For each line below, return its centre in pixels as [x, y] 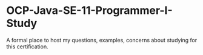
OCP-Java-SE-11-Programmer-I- [89, 11]
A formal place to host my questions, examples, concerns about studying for [102, 40]
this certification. [27, 47]
